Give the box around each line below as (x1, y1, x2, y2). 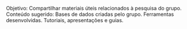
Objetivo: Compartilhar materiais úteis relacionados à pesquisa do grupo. (6, 5, 182, 11)
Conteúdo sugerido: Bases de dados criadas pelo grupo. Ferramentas (6, 11, 174, 18)
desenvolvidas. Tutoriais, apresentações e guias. (6, 17, 124, 23)
